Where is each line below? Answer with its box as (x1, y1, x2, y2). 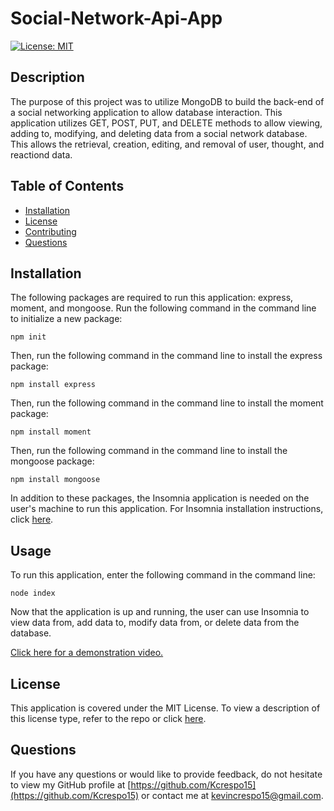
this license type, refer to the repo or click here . (10, 713, 207, 724)
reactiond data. (10, 148, 73, 161)
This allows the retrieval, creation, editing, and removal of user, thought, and (10, 138, 325, 150)
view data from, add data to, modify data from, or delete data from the (10, 617, 300, 629)
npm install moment (10, 427, 92, 437)
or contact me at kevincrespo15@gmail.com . (141, 789, 324, 801)
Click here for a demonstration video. (10, 647, 164, 659)
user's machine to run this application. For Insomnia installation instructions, (10, 503, 324, 515)
